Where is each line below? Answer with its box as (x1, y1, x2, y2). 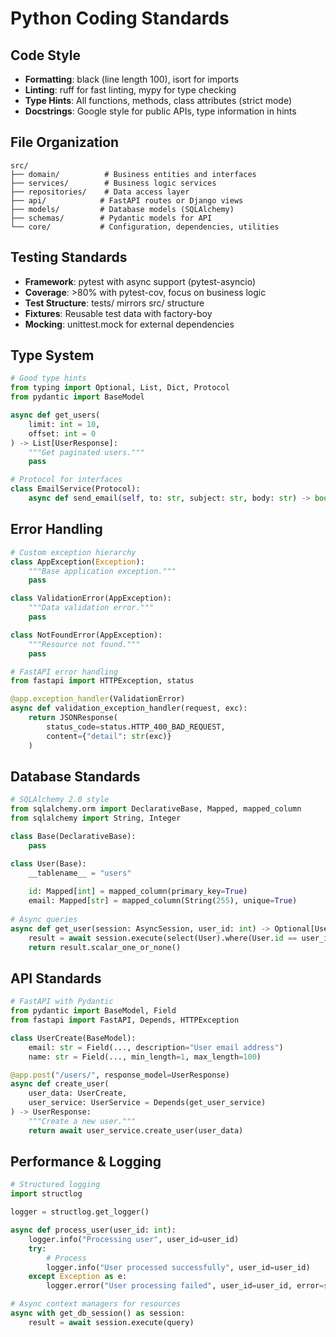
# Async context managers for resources (10, 1299, 182, 1309)
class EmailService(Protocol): (10, 484, 141, 494)
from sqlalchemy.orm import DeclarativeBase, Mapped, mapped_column (10, 804, 302, 814)
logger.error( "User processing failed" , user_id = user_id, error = (46, 1281, 325, 1291)
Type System (10, 347, 95, 364)
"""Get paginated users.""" (28, 447, 145, 457)
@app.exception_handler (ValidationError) (10, 694, 186, 704)
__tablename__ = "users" (28, 868, 132, 878)
